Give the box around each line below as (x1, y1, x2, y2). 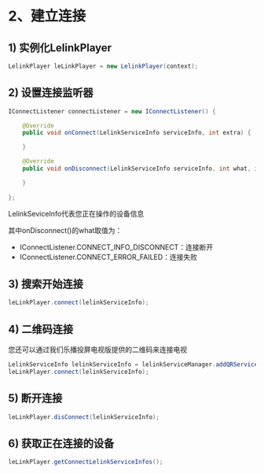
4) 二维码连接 (8, 322, 74, 335)
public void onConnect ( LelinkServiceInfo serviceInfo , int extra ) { (22, 129, 251, 137)
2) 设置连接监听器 (8, 86, 94, 99)
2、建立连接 (8, 7, 86, 25)
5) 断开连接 (8, 391, 63, 405)
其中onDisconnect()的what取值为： (8, 225, 123, 235)
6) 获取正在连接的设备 (8, 436, 115, 450)
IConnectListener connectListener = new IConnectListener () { (8, 107, 216, 115)
